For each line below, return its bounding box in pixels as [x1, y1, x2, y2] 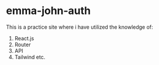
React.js [14, 35, 34, 42]
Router [14, 41, 31, 48]
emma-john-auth [6, 4, 91, 18]
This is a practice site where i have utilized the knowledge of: [6, 23, 153, 30]
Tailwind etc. [14, 53, 46, 60]
